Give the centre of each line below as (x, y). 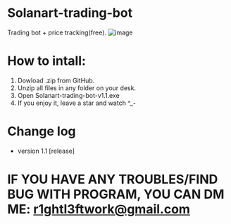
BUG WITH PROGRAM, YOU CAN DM (116, 194)
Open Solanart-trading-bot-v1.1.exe (68, 95)
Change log (42, 131)
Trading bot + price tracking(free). (57, 32)
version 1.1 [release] (46, 151)
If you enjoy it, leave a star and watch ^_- (76, 103)
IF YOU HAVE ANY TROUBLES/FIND (113, 179)
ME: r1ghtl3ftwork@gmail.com (99, 209)
